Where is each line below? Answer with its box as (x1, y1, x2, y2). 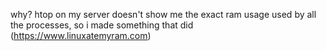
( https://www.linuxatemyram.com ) (10, 30, 152, 41)
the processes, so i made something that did (10, 19, 194, 31)
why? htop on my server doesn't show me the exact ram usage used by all (10, 9, 317, 20)
